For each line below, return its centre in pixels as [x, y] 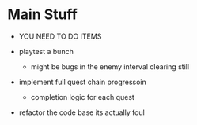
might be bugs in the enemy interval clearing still [110, 66]
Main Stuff [43, 15]
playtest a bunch [46, 51]
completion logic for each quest [83, 97]
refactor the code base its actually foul [82, 112]
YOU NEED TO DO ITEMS [60, 36]
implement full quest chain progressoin [83, 82]
